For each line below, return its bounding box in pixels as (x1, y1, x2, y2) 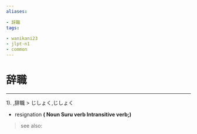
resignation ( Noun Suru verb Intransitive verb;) (14, 111, 132, 118)
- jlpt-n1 (6, 41, 30, 47)
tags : (6, 24, 19, 31)
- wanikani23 (6, 36, 38, 41)
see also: (20, 122, 43, 129)
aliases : (6, 8, 28, 15)
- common (6, 47, 28, 52)
